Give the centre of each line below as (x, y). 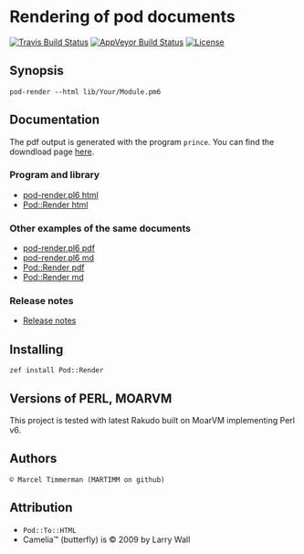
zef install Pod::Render (57, 371)
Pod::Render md (53, 277)
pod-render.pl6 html (60, 194)
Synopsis (37, 71)
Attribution (41, 508)
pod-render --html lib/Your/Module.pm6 (85, 92)
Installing (37, 349)
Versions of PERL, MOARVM (91, 398)
